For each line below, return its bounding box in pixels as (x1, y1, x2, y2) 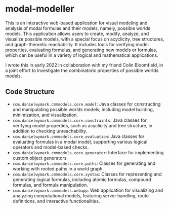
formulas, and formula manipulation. (12, 182, 89, 188)
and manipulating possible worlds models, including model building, (12, 106, 154, 112)
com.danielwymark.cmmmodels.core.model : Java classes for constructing (12, 101, 161, 107)
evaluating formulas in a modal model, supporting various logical (12, 138, 148, 145)
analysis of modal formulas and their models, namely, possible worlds (5, 25, 151, 31)
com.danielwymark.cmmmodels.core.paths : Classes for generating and (12, 160, 156, 166)
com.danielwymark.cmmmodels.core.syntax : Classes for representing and (12, 171, 162, 177)
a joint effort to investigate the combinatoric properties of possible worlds (5, 67, 159, 74)
